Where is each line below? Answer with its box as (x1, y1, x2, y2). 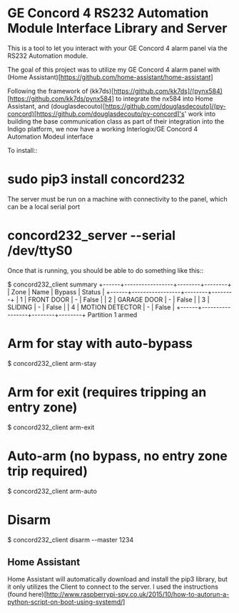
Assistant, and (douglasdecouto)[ (7, 101, 106, 110)
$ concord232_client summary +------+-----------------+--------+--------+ (7, 280, 232, 289)
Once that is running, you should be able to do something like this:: (7, 266, 204, 274)
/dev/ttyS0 (7, 243, 73, 259)
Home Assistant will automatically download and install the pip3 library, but (7, 575, 228, 584)
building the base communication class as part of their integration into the (7, 116, 225, 126)
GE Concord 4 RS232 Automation (7, 5, 209, 21)
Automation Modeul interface (7, 132, 93, 141)
